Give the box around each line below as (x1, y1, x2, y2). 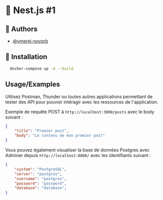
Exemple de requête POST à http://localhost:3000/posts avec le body (5, 109, 154, 115)
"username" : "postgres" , (14, 176, 67, 181)
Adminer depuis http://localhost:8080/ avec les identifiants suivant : (5, 153, 151, 158)
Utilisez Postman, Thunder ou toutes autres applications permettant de (5, 93, 153, 99)
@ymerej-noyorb (12, 38, 49, 44)
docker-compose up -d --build (10, 66, 73, 71)
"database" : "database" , (14, 185, 67, 191)
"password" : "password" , (14, 181, 67, 186)
